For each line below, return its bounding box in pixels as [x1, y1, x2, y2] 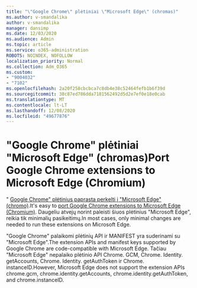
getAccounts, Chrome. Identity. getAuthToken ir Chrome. [6, 258, 145, 265]
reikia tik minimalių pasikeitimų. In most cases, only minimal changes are [6, 215, 182, 222]
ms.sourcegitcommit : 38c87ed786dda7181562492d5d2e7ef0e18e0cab [6, 91, 166, 97]
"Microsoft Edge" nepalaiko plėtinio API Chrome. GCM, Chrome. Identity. [6, 251, 183, 258]
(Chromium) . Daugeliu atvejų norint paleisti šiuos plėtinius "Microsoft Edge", [6, 208, 191, 216]
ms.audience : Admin [6, 36, 54, 42]
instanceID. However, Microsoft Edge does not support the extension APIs [6, 264, 185, 271]
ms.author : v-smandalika [6, 14, 67, 20]
